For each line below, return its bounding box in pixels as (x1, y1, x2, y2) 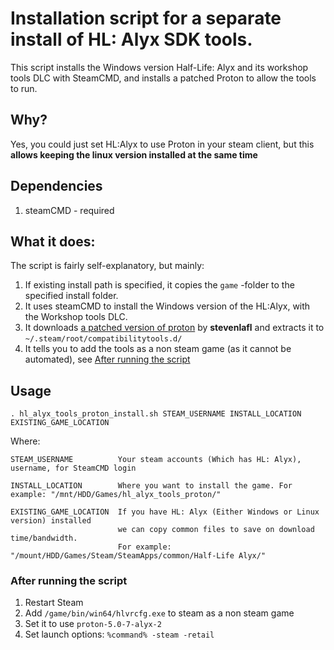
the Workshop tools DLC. (24, 311, 128, 323)
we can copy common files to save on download (117, 525, 315, 535)
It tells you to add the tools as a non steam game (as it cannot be (24, 343, 292, 355)
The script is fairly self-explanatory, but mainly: (10, 260, 205, 272)
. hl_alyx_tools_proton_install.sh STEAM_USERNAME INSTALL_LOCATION (10, 409, 302, 419)
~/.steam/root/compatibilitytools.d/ (24, 334, 183, 344)
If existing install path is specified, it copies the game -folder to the (24, 279, 295, 291)
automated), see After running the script (24, 353, 191, 366)
